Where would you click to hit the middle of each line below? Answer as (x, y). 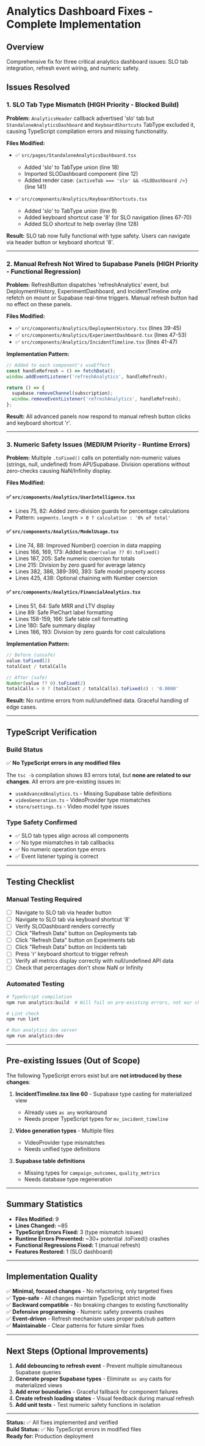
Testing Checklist (40, 882)
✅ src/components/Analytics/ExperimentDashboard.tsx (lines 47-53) (101, 334)
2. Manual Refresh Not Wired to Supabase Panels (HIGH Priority (103, 263)
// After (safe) (27, 677)
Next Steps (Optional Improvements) (77, 1351)
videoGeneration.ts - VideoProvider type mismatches (83, 800)
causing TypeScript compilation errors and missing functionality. (88, 131)
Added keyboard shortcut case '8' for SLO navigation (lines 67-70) (108, 217)
